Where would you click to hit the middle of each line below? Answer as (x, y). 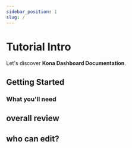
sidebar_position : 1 (32, 12)
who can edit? (33, 139)
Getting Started (35, 82)
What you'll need (31, 99)
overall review (33, 118)
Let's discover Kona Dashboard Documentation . (66, 63)
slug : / (16, 17)
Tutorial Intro (39, 47)
